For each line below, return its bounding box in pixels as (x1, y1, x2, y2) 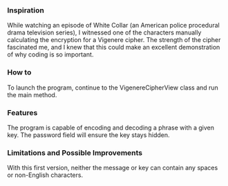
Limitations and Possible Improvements (7, 147, 143, 157)
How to (7, 68, 32, 77)
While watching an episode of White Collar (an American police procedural (7, 21, 220, 30)
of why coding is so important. (7, 50, 94, 59)
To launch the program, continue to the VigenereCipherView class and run (7, 83, 219, 92)
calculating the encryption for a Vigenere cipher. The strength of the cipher (7, 36, 221, 44)
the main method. (7, 90, 57, 99)
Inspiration (7, 6, 45, 15)
